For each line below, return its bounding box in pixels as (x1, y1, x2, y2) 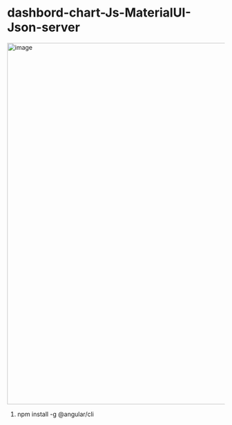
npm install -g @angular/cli (17, 410, 95, 418)
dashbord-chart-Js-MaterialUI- (7, 5, 191, 21)
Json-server (7, 19, 81, 35)
